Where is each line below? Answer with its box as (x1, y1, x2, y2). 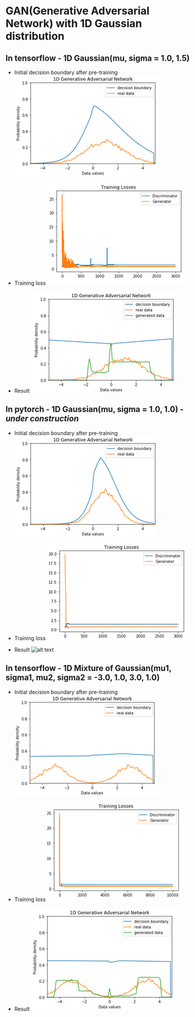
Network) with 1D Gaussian (5, 17, 142, 30)
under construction (5, 414, 79, 424)
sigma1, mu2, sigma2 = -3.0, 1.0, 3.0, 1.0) (5, 673, 160, 683)
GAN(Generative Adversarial (5, 4, 150, 18)
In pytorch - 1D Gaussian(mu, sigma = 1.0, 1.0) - (5, 404, 184, 414)
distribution (5, 30, 65, 43)
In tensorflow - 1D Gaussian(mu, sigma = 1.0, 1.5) (5, 53, 190, 63)
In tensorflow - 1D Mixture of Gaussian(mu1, (5, 663, 172, 673)
